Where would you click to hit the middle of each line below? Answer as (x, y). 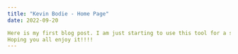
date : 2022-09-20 (33, 20)
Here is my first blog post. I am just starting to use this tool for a (117, 33)
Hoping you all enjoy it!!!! (50, 39)
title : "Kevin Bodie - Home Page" (58, 14)
